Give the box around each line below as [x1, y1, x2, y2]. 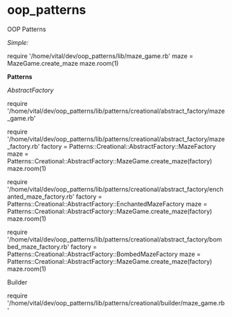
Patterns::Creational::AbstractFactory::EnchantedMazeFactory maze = [7, 199, 208, 208]
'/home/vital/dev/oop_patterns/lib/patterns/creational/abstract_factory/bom [7, 235, 222, 244]
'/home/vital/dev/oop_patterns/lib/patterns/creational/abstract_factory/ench [7, 185, 224, 193]
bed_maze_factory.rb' [7, 242, 69, 251]
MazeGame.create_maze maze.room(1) [7, 59, 119, 67]
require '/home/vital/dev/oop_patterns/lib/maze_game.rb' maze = [7, 51, 194, 60]
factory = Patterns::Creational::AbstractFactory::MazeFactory [41, 142, 216, 150]
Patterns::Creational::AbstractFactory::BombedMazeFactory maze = [7, 250, 201, 258]
